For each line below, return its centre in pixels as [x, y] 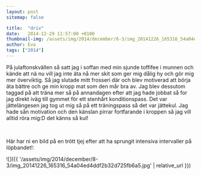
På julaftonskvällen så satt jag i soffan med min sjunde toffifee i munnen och [100, 67]
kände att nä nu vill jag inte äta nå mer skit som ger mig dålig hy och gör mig [100, 73]
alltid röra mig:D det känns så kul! [47, 118]
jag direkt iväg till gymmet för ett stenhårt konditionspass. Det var [87, 99]
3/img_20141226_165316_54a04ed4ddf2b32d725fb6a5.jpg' [79, 165]
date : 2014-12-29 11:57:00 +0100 [51, 33]
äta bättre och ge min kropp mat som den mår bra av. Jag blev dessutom [96, 86]
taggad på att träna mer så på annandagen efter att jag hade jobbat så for [97, 93]
